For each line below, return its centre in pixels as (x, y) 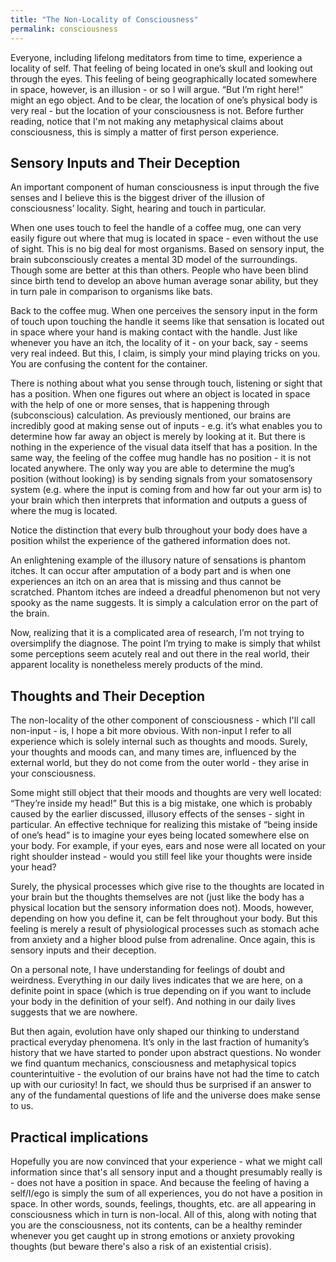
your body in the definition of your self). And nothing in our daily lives (153, 1002)
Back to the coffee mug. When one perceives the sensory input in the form (164, 311)
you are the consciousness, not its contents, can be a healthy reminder (156, 1225)
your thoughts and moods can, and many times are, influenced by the (153, 752)
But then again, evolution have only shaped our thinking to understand (155, 1032)
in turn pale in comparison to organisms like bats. (111, 292)
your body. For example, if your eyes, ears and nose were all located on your (168, 846)
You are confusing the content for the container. (109, 364)
